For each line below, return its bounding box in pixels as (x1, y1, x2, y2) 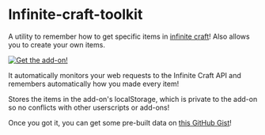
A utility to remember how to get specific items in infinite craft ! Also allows (8, 32, 251, 41)
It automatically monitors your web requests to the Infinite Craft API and (8, 70, 241, 80)
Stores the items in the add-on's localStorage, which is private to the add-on (8, 94, 258, 103)
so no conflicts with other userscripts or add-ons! (8, 103, 170, 112)
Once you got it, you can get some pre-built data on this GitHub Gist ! (8, 118, 232, 127)
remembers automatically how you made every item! (8, 79, 180, 88)
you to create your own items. (8, 39, 105, 49)
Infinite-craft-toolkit (8, 6, 143, 24)
